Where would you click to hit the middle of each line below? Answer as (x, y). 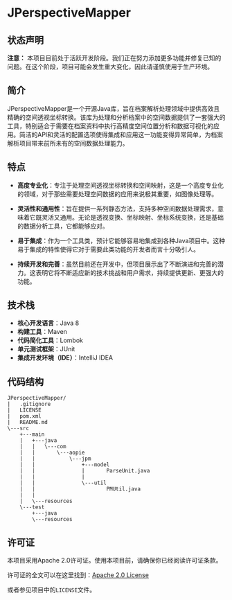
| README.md (28, 423)
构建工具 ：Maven (42, 332)
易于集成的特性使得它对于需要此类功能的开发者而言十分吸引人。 (108, 249)
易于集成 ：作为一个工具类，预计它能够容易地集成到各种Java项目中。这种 (121, 240)
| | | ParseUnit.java (85, 471)
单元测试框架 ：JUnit (46, 349)
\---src (18, 429)
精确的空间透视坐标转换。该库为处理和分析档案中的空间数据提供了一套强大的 (116, 117)
